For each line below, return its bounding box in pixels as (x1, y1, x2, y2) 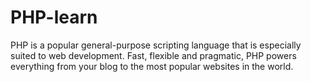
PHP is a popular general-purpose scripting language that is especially (10, 39, 302, 51)
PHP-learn (10, 6, 98, 29)
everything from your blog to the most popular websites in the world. (10, 60, 294, 72)
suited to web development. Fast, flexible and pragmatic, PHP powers (10, 49, 297, 61)
